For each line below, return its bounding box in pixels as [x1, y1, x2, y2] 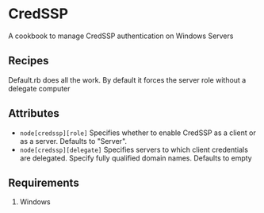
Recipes [8, 54, 49, 68]
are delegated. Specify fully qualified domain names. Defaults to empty [19, 153, 252, 163]
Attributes [8, 106, 59, 120]
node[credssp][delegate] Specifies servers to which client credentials [19, 145, 248, 154]
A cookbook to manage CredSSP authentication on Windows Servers [8, 31, 234, 41]
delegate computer [8, 83, 71, 93]
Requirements [8, 176, 79, 189]
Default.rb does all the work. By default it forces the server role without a [8, 75, 247, 84]
